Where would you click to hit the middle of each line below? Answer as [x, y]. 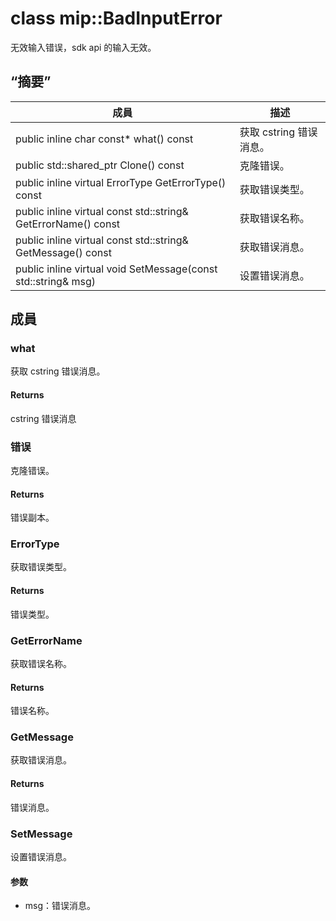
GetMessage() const [63, 252]
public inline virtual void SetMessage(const [116, 269]
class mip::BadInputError [116, 18]
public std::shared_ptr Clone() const [100, 165]
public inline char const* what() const [104, 139]
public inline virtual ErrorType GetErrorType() [121, 182]
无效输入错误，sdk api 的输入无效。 [83, 47]
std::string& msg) [56, 281]
